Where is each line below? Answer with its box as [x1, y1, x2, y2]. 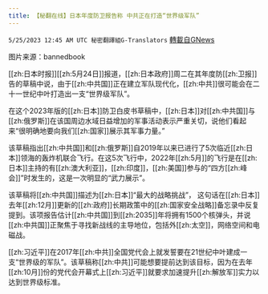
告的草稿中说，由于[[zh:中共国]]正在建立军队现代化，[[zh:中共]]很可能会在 [8, 79, 253, 88]
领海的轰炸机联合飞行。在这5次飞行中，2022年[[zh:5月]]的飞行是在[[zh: [20, 153, 258, 163]
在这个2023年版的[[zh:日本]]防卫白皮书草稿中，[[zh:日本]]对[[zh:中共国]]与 [8, 106, 255, 115]
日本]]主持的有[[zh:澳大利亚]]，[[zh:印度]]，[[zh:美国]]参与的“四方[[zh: [8, 163, 241, 172]
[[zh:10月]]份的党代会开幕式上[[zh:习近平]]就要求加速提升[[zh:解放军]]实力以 [8, 267, 259, 276]
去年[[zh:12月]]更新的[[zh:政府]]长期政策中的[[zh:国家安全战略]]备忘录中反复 [8, 199, 259, 209]
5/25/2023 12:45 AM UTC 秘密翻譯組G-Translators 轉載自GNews [8, 34, 215, 44]
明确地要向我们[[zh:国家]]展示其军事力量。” [25, 126, 165, 135]
